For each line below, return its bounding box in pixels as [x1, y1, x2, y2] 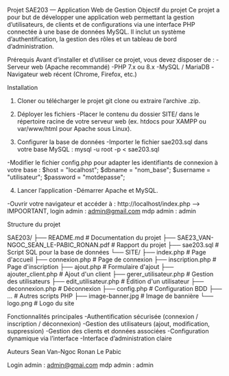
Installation [7, 84, 38, 91]
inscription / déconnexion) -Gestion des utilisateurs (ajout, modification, [7, 320, 210, 328]
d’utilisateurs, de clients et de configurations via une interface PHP [7, 21, 195, 28]
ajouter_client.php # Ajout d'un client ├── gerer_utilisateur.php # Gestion [7, 270, 214, 278]
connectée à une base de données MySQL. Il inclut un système [7, 27, 186, 36]
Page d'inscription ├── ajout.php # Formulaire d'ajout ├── [7, 263, 174, 270]
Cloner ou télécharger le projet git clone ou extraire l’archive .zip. [16, 97, 201, 105]
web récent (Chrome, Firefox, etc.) [40, 70, 137, 78]
